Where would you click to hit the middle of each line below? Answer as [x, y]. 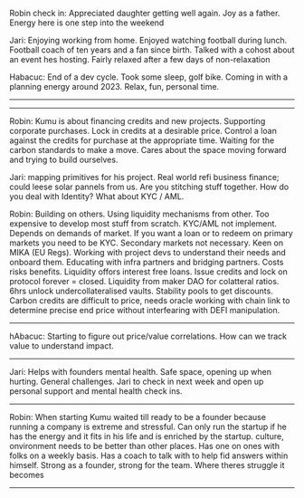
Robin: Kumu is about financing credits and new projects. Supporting [138, 121]
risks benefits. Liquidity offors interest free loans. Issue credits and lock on [148, 272]
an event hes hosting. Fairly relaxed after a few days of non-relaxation [140, 59]
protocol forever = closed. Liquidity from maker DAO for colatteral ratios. [144, 281]
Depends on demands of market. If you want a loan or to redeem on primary [152, 233]
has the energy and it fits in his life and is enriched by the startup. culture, [147, 436]
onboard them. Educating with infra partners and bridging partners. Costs [147, 262]
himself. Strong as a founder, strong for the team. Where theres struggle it [147, 465]
